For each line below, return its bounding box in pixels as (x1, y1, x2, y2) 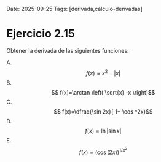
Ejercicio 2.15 (6, 27, 75, 40)
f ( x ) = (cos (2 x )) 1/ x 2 (79, 146, 128, 156)
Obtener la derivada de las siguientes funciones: (6, 47, 129, 54)
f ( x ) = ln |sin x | (85, 127, 122, 134)
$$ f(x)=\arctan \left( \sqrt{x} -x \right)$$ (51, 88, 155, 96)
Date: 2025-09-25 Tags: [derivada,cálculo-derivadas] (6, 6, 143, 12)
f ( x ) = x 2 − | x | (85, 68, 121, 77)
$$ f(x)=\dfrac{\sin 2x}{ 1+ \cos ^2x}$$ (53, 107, 153, 115)
